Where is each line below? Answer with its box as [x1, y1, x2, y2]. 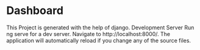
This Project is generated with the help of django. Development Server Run [6, 24, 195, 31]
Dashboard [6, 4, 64, 18]
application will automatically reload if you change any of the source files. [6, 37, 191, 44]
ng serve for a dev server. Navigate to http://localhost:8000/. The [6, 30, 171, 37]
